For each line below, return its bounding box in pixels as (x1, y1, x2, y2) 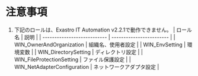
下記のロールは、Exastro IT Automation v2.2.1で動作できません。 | (14, 26, 175, 33)
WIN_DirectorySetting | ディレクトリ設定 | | (37, 48, 143, 55)
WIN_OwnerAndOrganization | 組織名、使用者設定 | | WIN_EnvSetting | (14, 41, 186, 48)
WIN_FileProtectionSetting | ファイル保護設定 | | (14, 56, 131, 63)
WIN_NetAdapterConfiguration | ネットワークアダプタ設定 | (14, 63, 159, 70)
